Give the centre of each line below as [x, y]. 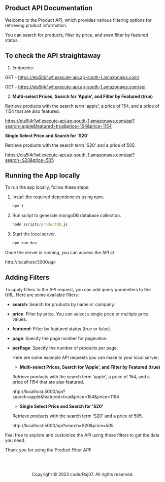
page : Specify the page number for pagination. [60, 338]
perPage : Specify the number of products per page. [65, 348]
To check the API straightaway [53, 56]
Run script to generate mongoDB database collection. [67, 216]
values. [19, 319]
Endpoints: [23, 67]
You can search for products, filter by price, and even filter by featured [77, 35]
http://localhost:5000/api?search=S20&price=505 [63, 425]
